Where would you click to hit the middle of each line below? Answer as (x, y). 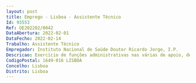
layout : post (22, 11)
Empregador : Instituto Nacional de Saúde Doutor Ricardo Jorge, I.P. (92, 50)
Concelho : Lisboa (27, 66)
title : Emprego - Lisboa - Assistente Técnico (64, 17)
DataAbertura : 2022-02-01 (37, 33)
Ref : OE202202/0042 (30, 28)
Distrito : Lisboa (27, 71)
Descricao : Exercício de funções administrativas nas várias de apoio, (95, 55)
